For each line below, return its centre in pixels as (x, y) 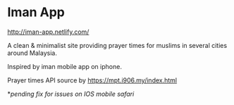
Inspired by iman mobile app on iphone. (64, 66)
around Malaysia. (32, 53)
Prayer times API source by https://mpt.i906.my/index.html (92, 80)
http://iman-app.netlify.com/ (48, 32)
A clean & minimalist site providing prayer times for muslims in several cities (117, 45)
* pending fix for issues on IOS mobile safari (71, 94)
